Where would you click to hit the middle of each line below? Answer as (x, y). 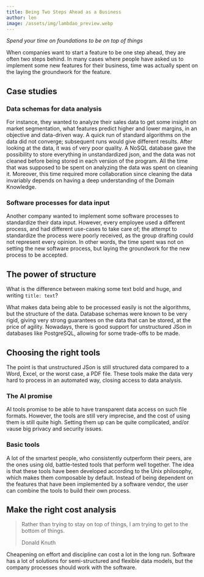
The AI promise (30, 396)
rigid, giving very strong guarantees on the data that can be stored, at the (99, 320)
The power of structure (51, 274)
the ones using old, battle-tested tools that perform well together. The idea (100, 465)
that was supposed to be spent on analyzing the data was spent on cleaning (102, 167)
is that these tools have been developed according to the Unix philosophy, (100, 471)
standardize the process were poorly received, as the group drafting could (100, 235)
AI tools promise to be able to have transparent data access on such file (97, 410)
